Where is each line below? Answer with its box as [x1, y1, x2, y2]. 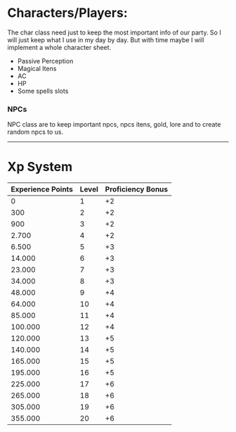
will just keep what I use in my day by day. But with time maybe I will [7, 35, 204, 44]
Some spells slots [17, 87, 69, 95]
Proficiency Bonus [105, 184, 169, 194]
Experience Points [11, 184, 74, 194]
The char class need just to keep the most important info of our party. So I [7, 28, 221, 37]
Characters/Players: [7, 5, 128, 21]
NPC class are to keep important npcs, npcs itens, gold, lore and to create [7, 120, 221, 129]
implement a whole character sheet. [7, 43, 112, 51]
